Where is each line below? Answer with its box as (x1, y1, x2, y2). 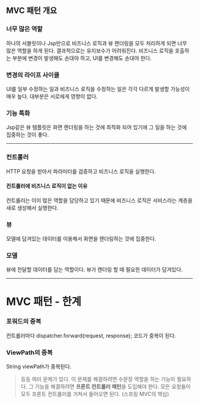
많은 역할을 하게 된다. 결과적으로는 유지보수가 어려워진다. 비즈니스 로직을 (6, 47, 174, 54)
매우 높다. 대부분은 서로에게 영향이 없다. (6, 93, 98, 100)
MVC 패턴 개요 (6, 5, 57, 16)
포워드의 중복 (6, 317, 41, 326)
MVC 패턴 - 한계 (6, 295, 82, 308)
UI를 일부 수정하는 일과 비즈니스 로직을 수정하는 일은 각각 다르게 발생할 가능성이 (6, 85, 190, 92)
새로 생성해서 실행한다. (6, 204, 59, 211)
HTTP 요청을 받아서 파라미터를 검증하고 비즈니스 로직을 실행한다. (6, 168, 156, 175)
